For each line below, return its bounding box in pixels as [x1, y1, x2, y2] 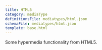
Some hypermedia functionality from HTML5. [5, 39, 98, 45]
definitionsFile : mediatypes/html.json [5, 16, 88, 21]
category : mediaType [5, 12, 48, 17]
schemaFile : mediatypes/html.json [5, 21, 77, 26]
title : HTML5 [5, 7, 32, 12]
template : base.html [5, 26, 48, 31]
